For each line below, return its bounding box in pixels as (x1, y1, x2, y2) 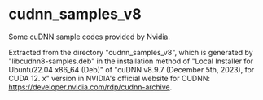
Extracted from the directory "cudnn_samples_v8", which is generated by (8, 47, 254, 57)
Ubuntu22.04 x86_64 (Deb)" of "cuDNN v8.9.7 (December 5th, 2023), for (8, 64, 255, 74)
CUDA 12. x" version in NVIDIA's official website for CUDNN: (8, 73, 210, 83)
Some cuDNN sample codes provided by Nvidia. (8, 32, 171, 41)
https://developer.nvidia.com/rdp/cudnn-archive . (8, 82, 173, 92)
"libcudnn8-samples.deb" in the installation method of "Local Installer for (8, 56, 254, 66)
